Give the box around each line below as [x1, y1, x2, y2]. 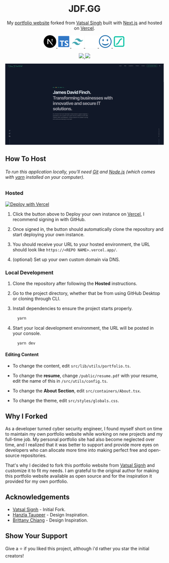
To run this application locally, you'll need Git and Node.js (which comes [5, 169, 155, 175]
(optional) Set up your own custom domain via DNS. [12, 256, 120, 263]
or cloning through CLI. [12, 296, 60, 302]
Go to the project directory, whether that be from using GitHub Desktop [12, 290, 160, 296]
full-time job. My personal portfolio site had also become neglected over [5, 436, 155, 442]
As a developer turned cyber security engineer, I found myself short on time [5, 425, 162, 432]
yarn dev [17, 341, 36, 346]
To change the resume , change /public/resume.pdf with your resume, [12, 373, 158, 379]
